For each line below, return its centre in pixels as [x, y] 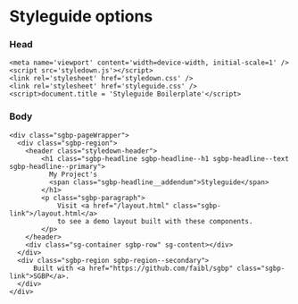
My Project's [73, 174]
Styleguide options [81, 17]
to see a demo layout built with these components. [155, 221]
